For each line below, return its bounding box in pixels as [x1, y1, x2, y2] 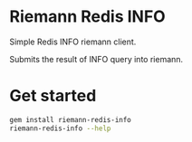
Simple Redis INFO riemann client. [9, 36, 137, 47]
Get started [9, 86, 97, 106]
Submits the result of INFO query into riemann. [9, 53, 184, 64]
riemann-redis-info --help [9, 124, 111, 133]
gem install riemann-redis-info [9, 115, 131, 124]
